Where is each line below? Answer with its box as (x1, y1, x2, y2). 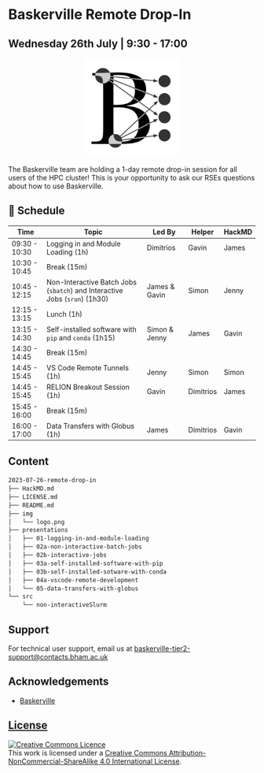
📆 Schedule (8, 204, 65, 217)
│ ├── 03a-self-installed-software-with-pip (8, 559, 163, 567)
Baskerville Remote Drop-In (8, 6, 192, 24)
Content (8, 455, 49, 468)
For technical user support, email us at (8, 644, 133, 653)
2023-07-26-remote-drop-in (8, 477, 97, 485)
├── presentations (8, 526, 68, 534)
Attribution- (168, 748, 207, 757)
